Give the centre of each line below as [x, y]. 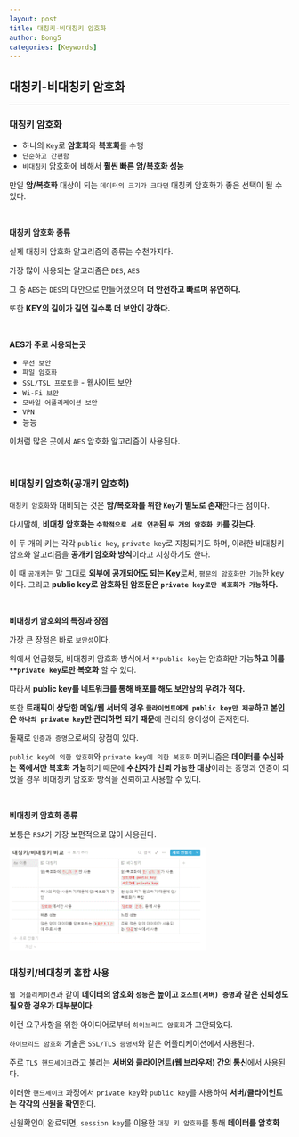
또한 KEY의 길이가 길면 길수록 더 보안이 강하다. [90, 309]
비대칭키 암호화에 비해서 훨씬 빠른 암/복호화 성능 [103, 166]
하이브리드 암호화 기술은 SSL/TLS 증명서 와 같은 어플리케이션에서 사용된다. [132, 1043]
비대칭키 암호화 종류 [44, 815]
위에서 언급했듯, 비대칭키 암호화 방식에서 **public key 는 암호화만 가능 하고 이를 [147, 658]
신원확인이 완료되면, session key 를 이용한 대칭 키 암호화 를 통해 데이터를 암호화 [145, 1122]
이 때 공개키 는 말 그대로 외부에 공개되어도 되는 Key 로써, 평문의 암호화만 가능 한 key [147, 573]
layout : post [33, 19]
